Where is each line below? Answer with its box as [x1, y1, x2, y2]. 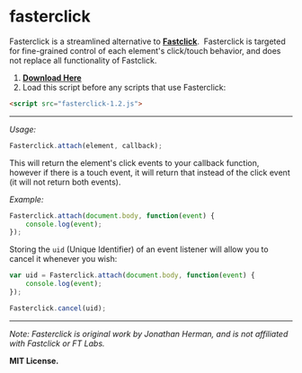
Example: [9, 194, 44, 204]
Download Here [22, 72, 83, 82]
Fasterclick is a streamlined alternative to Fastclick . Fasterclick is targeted [9, 36, 286, 47]
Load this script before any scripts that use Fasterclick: [22, 82, 226, 92]
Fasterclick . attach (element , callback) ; [9, 141, 164, 150]
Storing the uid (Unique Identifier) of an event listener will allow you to [9, 244, 269, 255]
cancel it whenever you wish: [9, 254, 118, 265]
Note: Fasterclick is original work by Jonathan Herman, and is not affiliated [9, 328, 289, 339]
